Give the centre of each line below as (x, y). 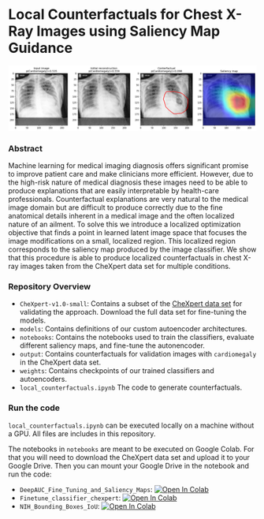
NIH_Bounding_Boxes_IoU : (59, 506)
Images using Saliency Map (128, 31)
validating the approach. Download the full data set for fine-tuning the (133, 312)
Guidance (41, 48)
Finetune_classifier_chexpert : (70, 498)
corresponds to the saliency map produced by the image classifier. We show (132, 249)
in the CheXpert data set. (60, 362)
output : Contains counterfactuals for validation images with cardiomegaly (138, 354)
